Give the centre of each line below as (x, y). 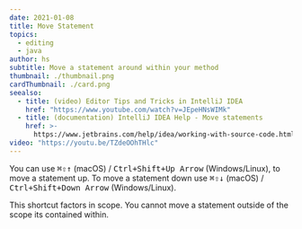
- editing (36, 43)
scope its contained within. (59, 214)
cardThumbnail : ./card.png (60, 84)
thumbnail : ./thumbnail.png (62, 76)
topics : (24, 34)
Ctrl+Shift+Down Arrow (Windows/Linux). (93, 187)
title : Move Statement (52, 26)
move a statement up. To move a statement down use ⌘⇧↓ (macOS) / (137, 178)
